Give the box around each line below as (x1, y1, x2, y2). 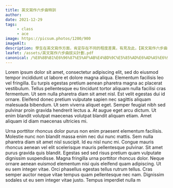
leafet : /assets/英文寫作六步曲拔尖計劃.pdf (5, 50, 94, 55)
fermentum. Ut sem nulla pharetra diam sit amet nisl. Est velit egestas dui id (5, 91, 165, 97)
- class (16, 27, 33, 32)
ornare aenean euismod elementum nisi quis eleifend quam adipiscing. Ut (5, 161, 161, 167)
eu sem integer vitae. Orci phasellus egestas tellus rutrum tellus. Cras (5, 166, 153, 172)
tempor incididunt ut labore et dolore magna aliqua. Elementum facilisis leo (5, 75, 164, 81)
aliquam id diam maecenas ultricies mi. (5, 118, 88, 124)
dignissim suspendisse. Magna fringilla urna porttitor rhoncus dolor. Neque (5, 155, 165, 161)
